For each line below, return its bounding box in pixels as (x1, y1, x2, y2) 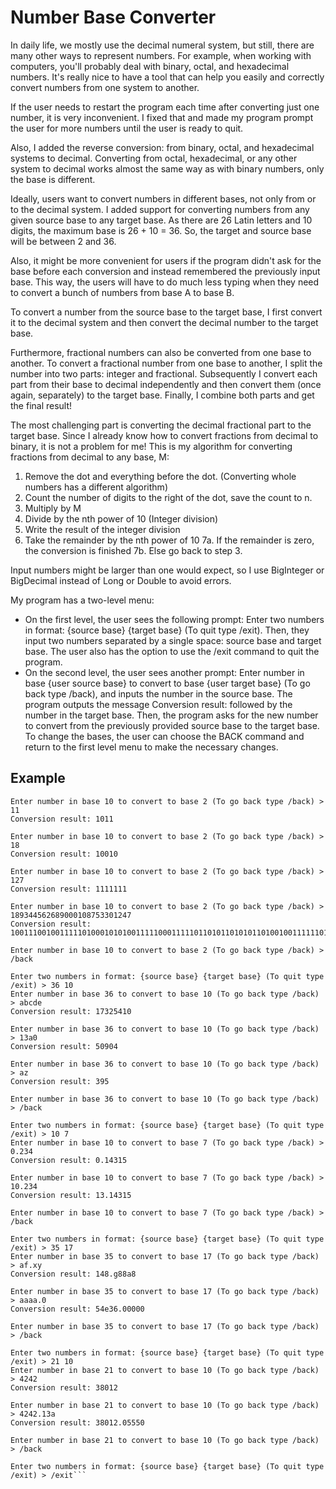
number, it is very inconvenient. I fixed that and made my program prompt (10, 111, 314, 123)
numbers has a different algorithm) (24, 481, 168, 493)
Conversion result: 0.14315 (10, 1155, 128, 1165)
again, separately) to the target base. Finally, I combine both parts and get (10, 389, 315, 401)
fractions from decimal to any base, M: (10, 451, 170, 463)
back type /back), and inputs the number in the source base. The (24, 687, 293, 700)
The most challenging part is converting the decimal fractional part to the (10, 419, 312, 431)
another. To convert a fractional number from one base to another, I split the (10, 357, 323, 369)
